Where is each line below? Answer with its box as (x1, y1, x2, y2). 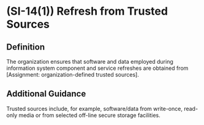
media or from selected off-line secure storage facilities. (18, 112, 161, 119)
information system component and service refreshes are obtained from (6, 64, 189, 72)
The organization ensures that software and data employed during (6, 58, 173, 65)
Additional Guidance (6, 89, 86, 99)
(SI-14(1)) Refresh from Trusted (6, 4, 168, 18)
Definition (6, 42, 45, 52)
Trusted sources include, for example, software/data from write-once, (6, 105, 183, 112)
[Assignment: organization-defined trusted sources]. (6, 71, 139, 78)
